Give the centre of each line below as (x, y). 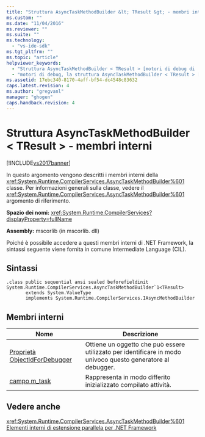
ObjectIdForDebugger (41, 359)
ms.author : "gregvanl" (35, 92)
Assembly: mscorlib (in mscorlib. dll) (53, 231)
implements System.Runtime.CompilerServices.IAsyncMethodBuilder (110, 298)
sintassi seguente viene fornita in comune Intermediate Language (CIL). (96, 249)
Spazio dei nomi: (28, 212)
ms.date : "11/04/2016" (35, 23)
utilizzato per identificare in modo (133, 352)
